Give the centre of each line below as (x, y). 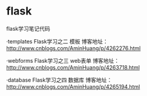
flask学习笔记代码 (28, 28)
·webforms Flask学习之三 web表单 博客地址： (63, 60)
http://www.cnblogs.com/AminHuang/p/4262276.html (73, 48)
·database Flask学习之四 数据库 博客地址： (59, 80)
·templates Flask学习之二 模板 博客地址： (57, 41)
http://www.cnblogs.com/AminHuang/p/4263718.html (73, 67)
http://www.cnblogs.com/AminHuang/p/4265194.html (73, 86)
